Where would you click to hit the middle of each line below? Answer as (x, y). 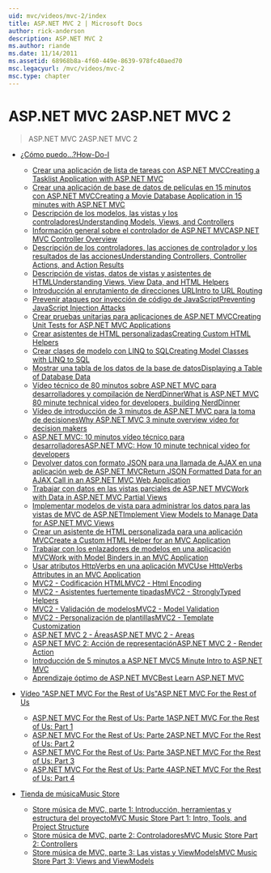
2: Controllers (55, 844)
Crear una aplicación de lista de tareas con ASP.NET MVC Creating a (146, 170)
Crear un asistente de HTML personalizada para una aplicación (137, 531)
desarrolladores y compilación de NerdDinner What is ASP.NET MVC (146, 394)
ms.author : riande (39, 46)
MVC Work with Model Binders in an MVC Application (120, 557)
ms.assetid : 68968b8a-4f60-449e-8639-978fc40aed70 (95, 62)
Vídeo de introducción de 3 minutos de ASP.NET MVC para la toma (144, 411)
